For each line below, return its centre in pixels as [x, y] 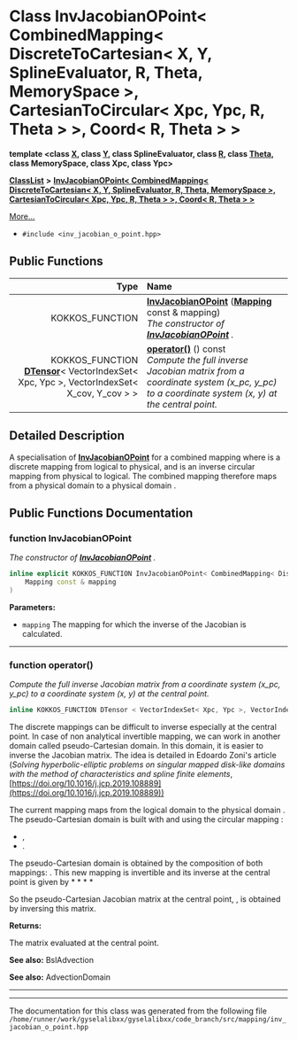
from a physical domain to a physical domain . [93, 485]
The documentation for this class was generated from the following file [138, 1011]
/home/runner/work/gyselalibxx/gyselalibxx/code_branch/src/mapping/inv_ [148, 1020]
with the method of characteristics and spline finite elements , [121, 774]
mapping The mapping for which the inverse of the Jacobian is [134, 624]
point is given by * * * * [51, 882]
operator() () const [187, 349]
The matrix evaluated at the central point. [84, 943]
